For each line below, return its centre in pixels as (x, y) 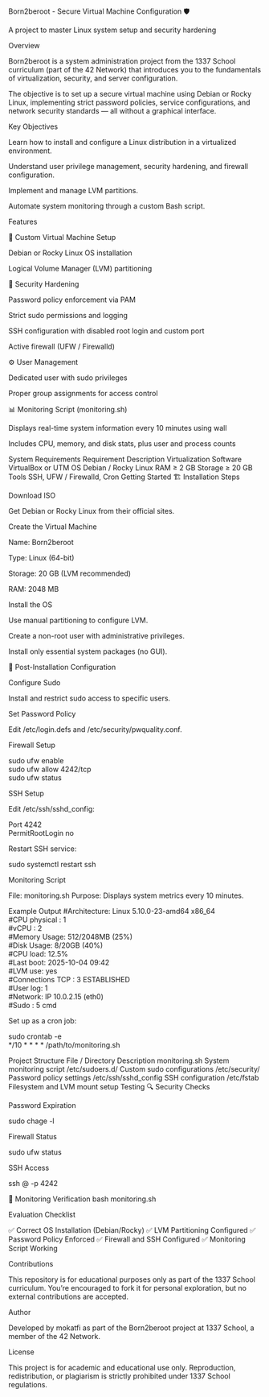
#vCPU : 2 (25, 928)
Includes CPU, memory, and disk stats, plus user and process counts (122, 444)
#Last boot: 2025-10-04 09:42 (59, 962)
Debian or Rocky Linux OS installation (70, 253)
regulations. (28, 1385)
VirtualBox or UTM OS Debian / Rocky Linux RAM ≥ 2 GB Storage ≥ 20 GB (130, 468)
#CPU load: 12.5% (38, 954)
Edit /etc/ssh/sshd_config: (51, 809)
